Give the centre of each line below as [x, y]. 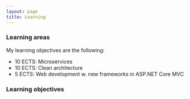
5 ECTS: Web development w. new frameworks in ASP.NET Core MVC [99, 74]
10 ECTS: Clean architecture [49, 67]
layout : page [22, 11]
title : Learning [26, 17]
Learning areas [28, 37]
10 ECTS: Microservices [44, 62]
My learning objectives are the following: [55, 50]
